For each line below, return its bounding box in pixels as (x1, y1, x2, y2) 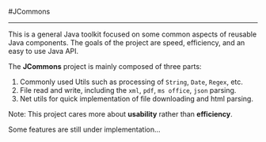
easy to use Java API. (8, 47, 79, 56)
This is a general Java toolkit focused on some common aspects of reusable (8, 29, 257, 39)
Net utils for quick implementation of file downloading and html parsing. (19, 94, 253, 103)
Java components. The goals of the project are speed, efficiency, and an (8, 38, 245, 47)
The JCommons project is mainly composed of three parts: (8, 62, 202, 71)
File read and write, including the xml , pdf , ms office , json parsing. (19, 86, 237, 94)
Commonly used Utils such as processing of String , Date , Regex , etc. (19, 77, 244, 86)
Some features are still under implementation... (8, 125, 161, 134)
